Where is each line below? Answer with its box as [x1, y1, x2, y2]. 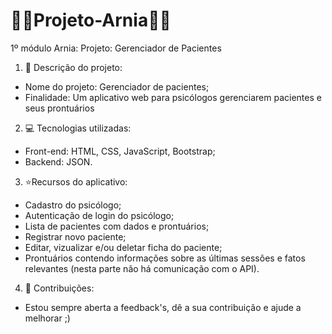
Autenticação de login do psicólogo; [24, 209, 175, 221]
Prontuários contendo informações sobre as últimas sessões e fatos [24, 252, 306, 264]
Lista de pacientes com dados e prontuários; [24, 220, 210, 232]
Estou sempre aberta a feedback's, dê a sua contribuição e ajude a [24, 301, 302, 313]
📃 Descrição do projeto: [24, 61, 123, 73]
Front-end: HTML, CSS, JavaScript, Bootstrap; [24, 145, 216, 157]
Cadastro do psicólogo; [24, 199, 122, 211]
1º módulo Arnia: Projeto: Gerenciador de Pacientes [10, 42, 222, 54]
